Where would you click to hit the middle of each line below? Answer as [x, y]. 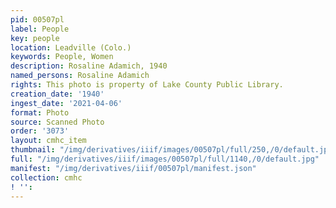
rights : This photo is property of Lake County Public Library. [147, 85]
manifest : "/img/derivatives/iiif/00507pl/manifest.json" [133, 168]
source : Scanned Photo [57, 122]
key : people [35, 38]
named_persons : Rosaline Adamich [80, 76]
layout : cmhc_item [48, 141]
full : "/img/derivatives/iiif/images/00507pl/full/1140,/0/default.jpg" [165, 159]
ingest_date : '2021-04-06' [66, 103]
